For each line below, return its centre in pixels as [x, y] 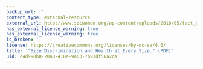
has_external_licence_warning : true [52, 28]
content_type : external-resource [48, 17]
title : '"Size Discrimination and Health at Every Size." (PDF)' [90, 51]
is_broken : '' [24, 40]
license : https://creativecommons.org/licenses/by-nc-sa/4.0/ [86, 46]
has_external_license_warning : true [52, 34]
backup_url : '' [25, 12]
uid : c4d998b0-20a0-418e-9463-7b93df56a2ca [62, 56]
